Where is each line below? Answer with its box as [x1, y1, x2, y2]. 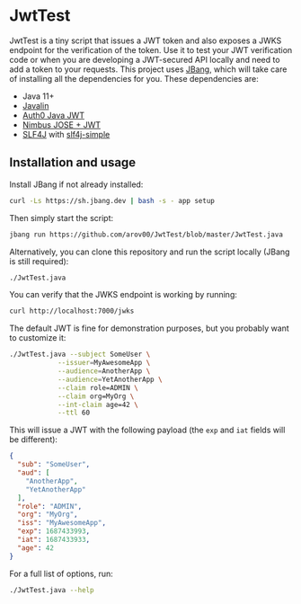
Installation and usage [9, 155, 137, 171]
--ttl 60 [57, 408, 91, 418]
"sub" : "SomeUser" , [17, 460, 91, 469]
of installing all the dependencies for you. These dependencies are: [9, 73, 259, 84]
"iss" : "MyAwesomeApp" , [17, 519, 106, 528]
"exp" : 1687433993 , [17, 527, 91, 536]
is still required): [9, 255, 69, 266]
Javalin [22, 100, 49, 111]
